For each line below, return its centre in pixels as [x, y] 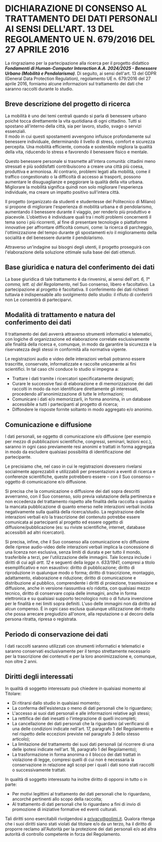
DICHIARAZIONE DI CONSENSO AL [76, 8]
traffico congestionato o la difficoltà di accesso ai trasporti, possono [73, 176]
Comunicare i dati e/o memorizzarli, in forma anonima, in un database [81, 399]
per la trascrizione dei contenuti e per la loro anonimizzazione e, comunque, [81, 656]
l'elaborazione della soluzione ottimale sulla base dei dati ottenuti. [71, 252]
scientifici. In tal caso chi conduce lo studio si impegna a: [62, 369]
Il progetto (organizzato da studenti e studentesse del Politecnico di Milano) [80, 201]
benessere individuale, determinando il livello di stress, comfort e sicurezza [80, 142]
